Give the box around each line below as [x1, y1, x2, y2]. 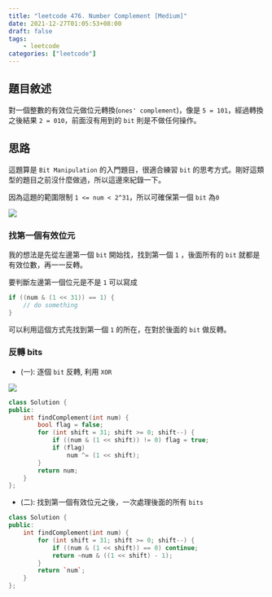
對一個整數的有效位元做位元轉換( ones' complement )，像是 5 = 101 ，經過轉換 [8, 105, 264, 115]
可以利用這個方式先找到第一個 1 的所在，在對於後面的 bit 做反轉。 [8, 324, 231, 334]
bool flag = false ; [37, 421, 104, 429]
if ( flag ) [51, 444, 86, 452]
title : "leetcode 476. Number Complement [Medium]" [8, 11, 187, 20]
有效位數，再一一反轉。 [8, 260, 87, 270]
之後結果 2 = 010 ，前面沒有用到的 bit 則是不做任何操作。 [8, 115, 201, 125]
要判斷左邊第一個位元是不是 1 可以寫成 [8, 277, 138, 287]
